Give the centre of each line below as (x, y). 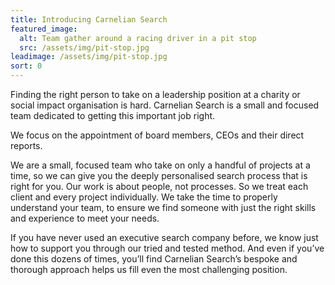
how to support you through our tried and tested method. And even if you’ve (167, 248)
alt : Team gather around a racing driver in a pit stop (138, 38)
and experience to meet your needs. (85, 218)
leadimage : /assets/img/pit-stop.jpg (89, 57)
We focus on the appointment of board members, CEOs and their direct (157, 135)
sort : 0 (26, 66)
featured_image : (44, 29)
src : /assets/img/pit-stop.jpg (84, 47)
